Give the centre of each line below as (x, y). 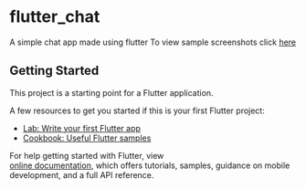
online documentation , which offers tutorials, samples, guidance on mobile (150, 165)
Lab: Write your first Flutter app (82, 128)
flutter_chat (55, 17)
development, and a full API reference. (82, 174)
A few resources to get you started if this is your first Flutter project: (137, 110)
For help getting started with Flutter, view (87, 155)
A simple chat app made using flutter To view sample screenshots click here (153, 42)
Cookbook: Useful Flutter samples (87, 138)
